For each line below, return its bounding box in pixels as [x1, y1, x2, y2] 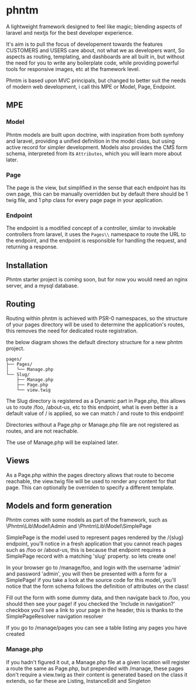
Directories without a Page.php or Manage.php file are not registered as [6, 421, 180, 428]
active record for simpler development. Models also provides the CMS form [6, 143, 188, 150]
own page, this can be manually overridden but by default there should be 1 [6, 190, 188, 197]
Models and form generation [6, 501, 112, 511]
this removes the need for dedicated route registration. [6, 327, 138, 334]
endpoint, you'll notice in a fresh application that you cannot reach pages [6, 540, 183, 547]
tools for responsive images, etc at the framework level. [6, 65, 140, 72]
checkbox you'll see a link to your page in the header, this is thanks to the [6, 607, 183, 614]
